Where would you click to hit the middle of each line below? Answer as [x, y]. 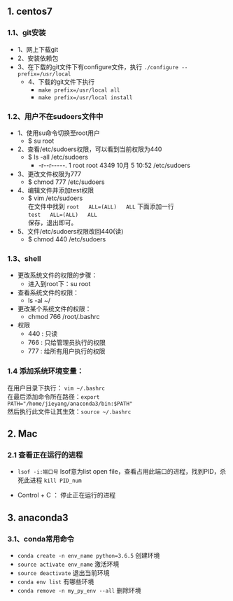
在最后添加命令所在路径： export [54, 396]
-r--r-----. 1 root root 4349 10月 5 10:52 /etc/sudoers [114, 165]
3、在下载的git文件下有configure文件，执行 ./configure [98, 66]
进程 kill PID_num [56, 480]
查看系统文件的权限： [48, 292]
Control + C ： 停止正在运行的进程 [66, 495]
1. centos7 [30, 12]
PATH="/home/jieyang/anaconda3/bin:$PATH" [70, 404]
